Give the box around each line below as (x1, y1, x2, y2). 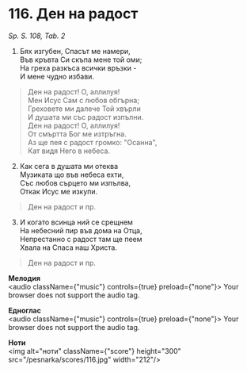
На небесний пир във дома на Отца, (19, 225, 142, 235)
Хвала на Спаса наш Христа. (19, 243, 117, 252)
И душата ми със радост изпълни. (27, 112, 144, 121)
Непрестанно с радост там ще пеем (19, 234, 142, 244)
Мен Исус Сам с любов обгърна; (27, 95, 140, 105)
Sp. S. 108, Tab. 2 (8, 31, 66, 40)
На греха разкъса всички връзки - (19, 63, 137, 72)
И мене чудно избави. (19, 71, 95, 81)
